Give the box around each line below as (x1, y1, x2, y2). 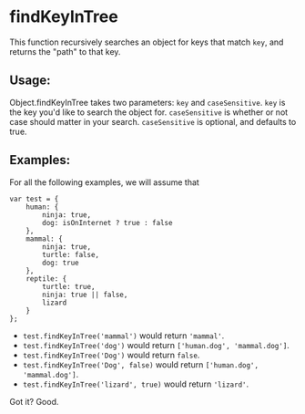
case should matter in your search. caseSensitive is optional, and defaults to (9, 116, 297, 127)
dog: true (42, 258, 79, 267)
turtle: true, (42, 282, 96, 291)
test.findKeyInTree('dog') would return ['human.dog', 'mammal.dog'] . (22, 339, 290, 350)
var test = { (9, 194, 59, 203)
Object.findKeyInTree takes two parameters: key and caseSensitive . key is (9, 97, 286, 108)
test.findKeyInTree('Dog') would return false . (22, 349, 200, 360)
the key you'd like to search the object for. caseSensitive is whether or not (9, 107, 289, 118)
